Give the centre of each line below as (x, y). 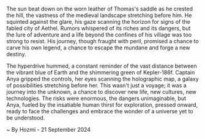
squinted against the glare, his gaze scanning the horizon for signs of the (99, 22)
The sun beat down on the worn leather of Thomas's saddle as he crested (100, 9)
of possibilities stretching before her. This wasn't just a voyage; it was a (96, 85)
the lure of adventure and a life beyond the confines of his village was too (99, 35)
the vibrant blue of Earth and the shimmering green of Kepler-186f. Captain (101, 72)
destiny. (16, 54)
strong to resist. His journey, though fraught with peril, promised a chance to (102, 41)
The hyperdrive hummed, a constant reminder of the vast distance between (102, 66)
